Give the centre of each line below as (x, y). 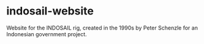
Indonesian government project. (47, 34)
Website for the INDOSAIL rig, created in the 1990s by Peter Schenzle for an (102, 28)
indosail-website (50, 11)
